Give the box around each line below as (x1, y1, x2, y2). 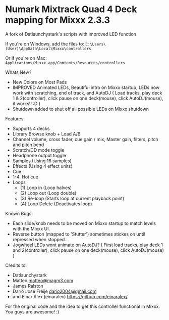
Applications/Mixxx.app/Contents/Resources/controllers (5, 60, 125, 65)
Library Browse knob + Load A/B (12, 130, 81, 137)
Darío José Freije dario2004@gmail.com (12, 288, 97, 294)
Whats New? (5, 69, 32, 75)
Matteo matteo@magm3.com (12, 277, 74, 284)
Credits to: (5, 262, 27, 268)
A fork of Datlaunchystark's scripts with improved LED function (5, 31, 136, 37)
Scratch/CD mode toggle (12, 147, 65, 153)
